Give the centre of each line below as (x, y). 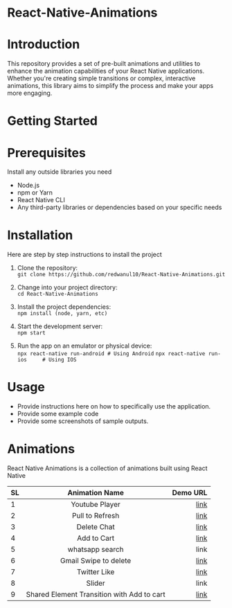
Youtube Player (96, 505)
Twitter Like (96, 572)
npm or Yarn (35, 193)
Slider (96, 583)
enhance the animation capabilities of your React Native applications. (106, 71)
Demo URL (190, 493)
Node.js (28, 186)
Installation (40, 235)
